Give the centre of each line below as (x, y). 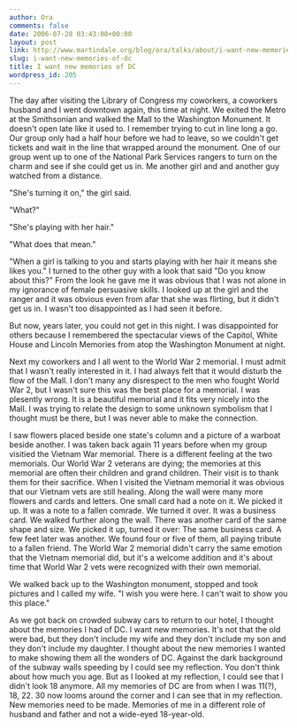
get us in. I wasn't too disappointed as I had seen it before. (116, 308)
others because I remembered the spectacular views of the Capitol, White (144, 335)
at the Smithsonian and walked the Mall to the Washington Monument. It (140, 119)
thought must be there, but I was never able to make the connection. (134, 418)
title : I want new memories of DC (73, 67)
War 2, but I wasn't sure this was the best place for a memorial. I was (135, 390)
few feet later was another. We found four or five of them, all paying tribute (145, 538)
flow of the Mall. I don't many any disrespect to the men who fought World (145, 380)
